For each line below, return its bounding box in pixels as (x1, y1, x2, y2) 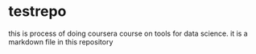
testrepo (8, 2, 67, 21)
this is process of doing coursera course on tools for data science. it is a (8, 29, 248, 38)
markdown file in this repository (8, 37, 114, 46)
